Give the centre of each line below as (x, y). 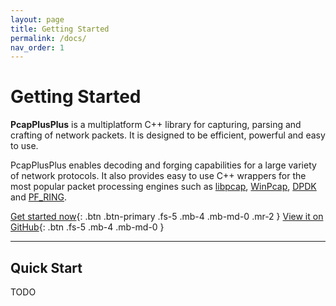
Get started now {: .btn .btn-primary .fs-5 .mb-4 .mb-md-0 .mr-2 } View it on (167, 217)
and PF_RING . (39, 197)
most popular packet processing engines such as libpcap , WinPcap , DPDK (163, 187)
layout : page (37, 19)
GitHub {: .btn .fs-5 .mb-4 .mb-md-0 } (87, 227)
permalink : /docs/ (48, 38)
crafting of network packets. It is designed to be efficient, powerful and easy (168, 135)
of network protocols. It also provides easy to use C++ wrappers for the (158, 176)
